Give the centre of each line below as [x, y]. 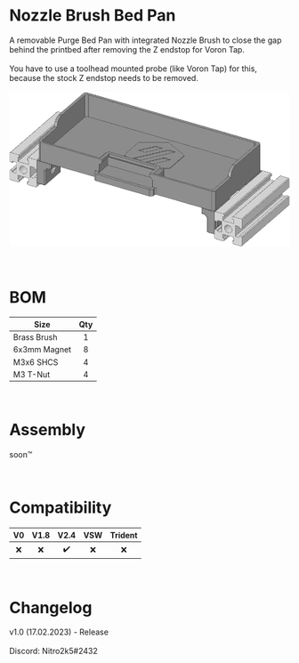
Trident [124, 535]
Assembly [48, 430]
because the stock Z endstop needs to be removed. [104, 77]
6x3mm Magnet [42, 350]
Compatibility [61, 508]
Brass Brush [35, 337]
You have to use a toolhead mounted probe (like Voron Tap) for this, [133, 69]
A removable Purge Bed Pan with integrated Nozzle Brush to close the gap [145, 40]
